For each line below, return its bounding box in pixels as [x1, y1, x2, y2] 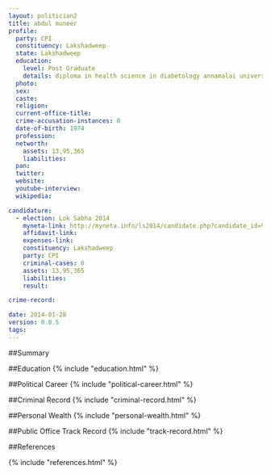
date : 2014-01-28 [8, 311, 67, 319]
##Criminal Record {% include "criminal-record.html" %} [8, 395, 198, 405]
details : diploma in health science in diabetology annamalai [23, 72, 236, 80]
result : [23, 282, 48, 290]
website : [15, 177, 45, 186]
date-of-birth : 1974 [15, 124, 85, 132]
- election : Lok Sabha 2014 [15, 214, 110, 222]
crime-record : [8, 296, 56, 304]
